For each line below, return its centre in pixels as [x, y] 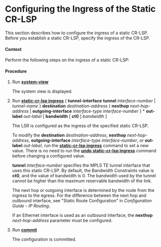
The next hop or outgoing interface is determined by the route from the [83, 190]
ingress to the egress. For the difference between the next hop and [79, 195]
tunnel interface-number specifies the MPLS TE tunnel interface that [81, 165]
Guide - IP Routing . [31, 206]
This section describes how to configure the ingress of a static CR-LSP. [77, 33]
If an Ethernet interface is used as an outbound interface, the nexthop [82, 215]
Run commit [25, 230]
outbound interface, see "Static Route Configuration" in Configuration [82, 201]
